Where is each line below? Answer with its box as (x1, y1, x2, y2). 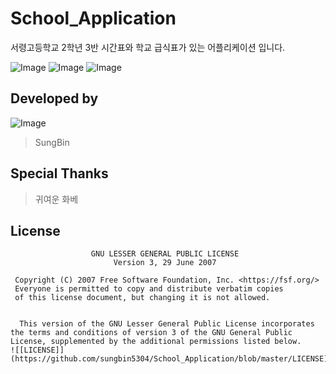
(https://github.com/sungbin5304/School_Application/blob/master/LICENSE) (10, 354, 329, 364)
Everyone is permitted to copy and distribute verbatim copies (14, 284, 284, 294)
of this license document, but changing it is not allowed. (14, 293, 271, 303)
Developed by (10, 90, 99, 107)
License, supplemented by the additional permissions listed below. (10, 337, 302, 347)
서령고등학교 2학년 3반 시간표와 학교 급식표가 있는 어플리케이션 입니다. (10, 41, 286, 53)
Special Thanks (10, 165, 109, 182)
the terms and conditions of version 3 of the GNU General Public (10, 328, 293, 338)
